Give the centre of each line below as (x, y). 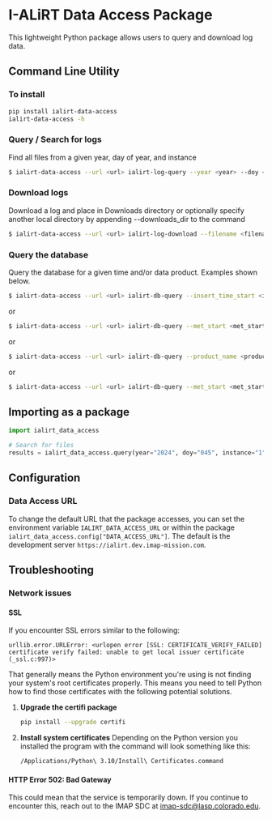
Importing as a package (69, 412)
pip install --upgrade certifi (73, 723)
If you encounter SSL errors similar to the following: (94, 630)
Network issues (40, 593)
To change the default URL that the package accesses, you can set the (127, 518)
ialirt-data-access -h (47, 119)
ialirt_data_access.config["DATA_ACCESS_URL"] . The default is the (119, 535)
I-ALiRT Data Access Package (110, 15)
